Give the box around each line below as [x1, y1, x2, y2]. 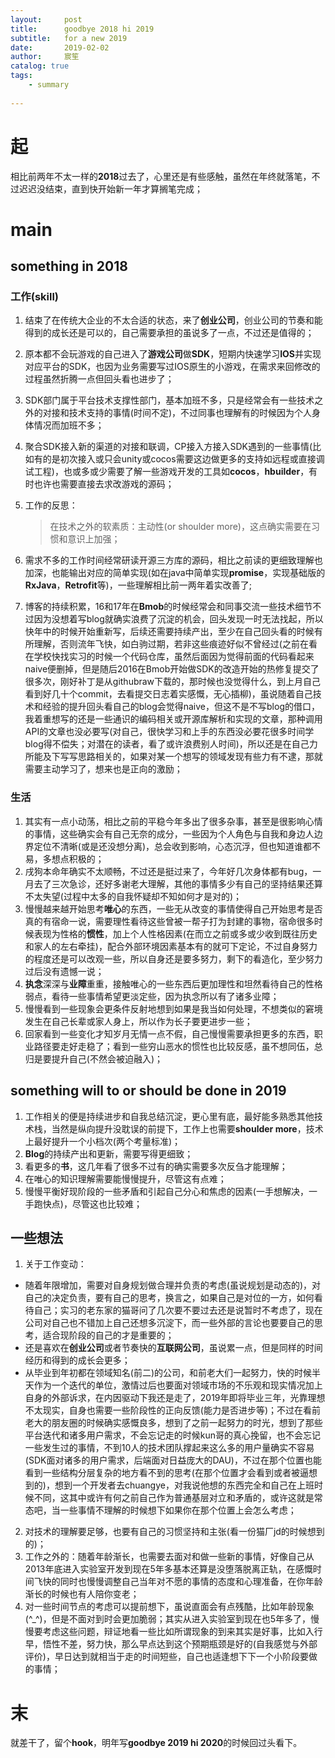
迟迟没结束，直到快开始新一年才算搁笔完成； [18, 182, 203, 195]
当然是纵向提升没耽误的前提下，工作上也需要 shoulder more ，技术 [51, 1122, 324, 1135]
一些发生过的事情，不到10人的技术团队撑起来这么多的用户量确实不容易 [24, 1442, 315, 1454]
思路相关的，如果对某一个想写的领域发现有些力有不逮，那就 [77, 751, 323, 763]
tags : [10, 71, 33, 81]
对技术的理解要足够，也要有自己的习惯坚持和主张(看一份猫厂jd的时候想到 [24, 1526, 325, 1538]
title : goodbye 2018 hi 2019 [10, 24, 155, 34]
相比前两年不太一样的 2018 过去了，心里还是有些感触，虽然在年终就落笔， [10, 170, 312, 182]
